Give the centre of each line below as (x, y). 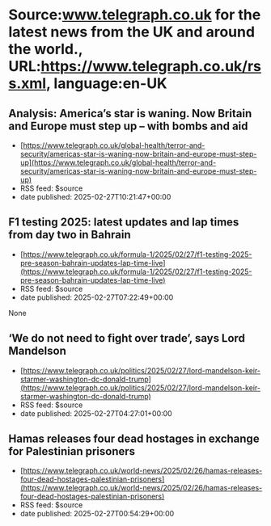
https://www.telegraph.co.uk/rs (151, 67)
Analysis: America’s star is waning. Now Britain (130, 114)
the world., (46, 49)
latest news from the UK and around (132, 32)
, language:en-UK (106, 84)
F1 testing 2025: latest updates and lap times (124, 223)
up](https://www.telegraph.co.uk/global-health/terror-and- (118, 162)
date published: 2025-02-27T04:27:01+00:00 (96, 413)
